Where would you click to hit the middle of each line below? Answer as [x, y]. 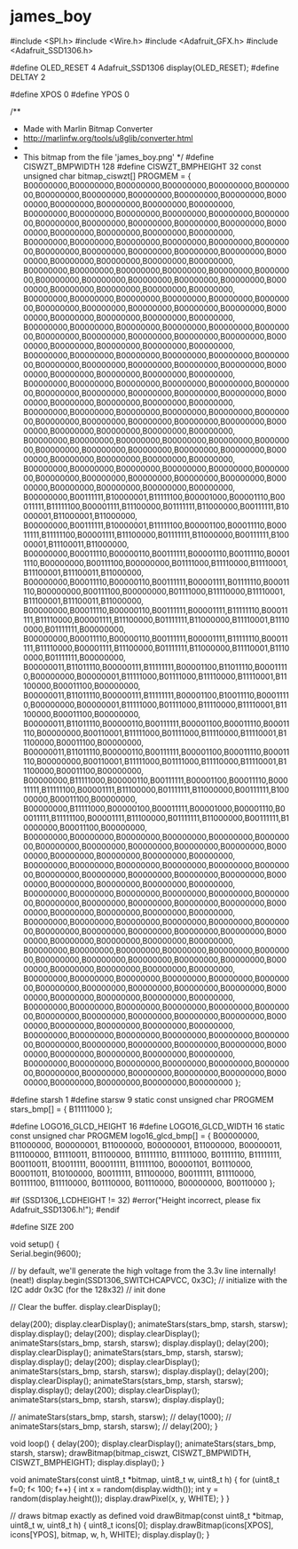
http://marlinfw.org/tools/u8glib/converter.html [108, 138]
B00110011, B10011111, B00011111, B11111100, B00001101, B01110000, [132, 1164]
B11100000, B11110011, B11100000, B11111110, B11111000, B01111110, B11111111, [146, 1154]
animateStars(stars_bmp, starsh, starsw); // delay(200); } [114, 1426]
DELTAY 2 [28, 76]
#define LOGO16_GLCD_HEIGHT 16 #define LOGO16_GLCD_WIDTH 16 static [148, 1126]
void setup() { [35, 1244]
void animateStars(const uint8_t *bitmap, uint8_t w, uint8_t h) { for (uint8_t [145, 1479]
